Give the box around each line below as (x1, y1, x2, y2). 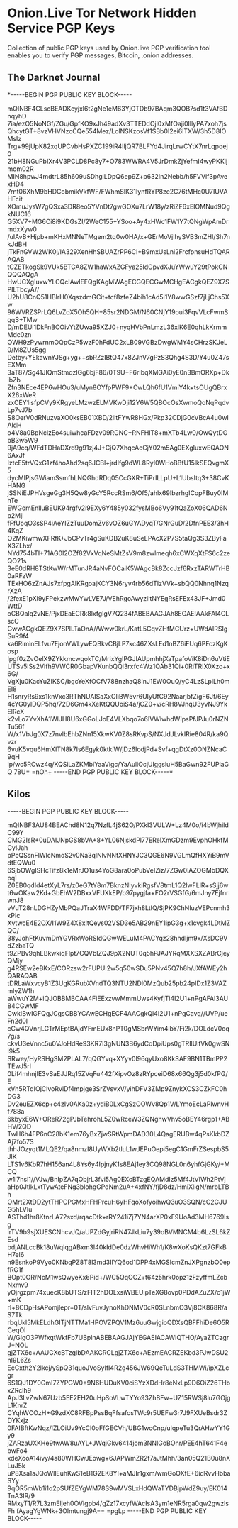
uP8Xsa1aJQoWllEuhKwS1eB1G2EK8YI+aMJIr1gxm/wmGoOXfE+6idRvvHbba (7, 1468, 231, 1477)
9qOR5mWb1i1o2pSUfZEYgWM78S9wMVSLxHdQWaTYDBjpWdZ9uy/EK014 (7, 1484, 228, 1493)
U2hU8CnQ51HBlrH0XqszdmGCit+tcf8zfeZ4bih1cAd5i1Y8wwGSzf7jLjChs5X (7, 292, 229, 301)
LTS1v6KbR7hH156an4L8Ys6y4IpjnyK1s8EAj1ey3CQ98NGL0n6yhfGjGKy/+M (7, 1160, 230, 1168)
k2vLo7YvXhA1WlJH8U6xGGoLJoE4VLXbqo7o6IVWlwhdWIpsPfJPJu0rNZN (7, 714, 229, 723)
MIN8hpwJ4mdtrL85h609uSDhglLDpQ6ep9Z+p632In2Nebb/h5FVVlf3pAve (7, 172, 228, 180)
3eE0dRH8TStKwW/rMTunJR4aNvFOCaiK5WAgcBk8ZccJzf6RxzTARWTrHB (7, 564, 230, 572)
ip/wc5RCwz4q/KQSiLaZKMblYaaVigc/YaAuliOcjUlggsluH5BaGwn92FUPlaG (7, 760, 229, 768)
